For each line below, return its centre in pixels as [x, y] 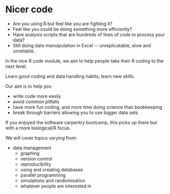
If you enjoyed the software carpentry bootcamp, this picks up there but [81, 122]
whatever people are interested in [56, 186]
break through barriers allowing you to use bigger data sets [75, 112]
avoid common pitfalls [36, 102]
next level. [16, 66]
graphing [30, 153]
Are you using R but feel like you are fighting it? [62, 24]
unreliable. [24, 51]
